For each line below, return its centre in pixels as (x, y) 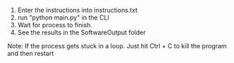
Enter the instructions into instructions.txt (78, 10)
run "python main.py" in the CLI (63, 17)
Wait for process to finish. (55, 25)
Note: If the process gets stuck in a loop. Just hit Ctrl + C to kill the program (117, 46)
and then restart (31, 53)
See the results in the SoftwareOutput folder (81, 32)
